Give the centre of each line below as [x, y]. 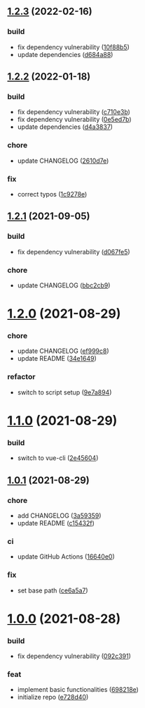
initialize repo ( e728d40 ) [53, 697]
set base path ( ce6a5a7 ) [53, 590]
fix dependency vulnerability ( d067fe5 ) [74, 251]
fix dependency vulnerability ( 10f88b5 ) [73, 47]
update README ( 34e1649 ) [57, 359]
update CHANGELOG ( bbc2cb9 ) [64, 285]
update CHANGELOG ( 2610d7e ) [63, 161]
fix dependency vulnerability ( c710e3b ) [74, 112]
